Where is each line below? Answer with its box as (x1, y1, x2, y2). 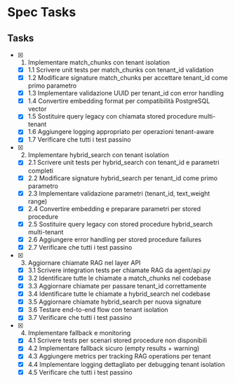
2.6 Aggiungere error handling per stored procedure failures (27, 235, 202, 243)
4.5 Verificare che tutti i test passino (27, 368, 133, 376)
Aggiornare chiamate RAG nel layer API (27, 258, 141, 267)
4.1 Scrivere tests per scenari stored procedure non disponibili (27, 336, 208, 344)
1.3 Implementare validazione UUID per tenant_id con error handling (27, 89, 224, 98)
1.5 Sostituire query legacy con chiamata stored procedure (27, 112, 198, 121)
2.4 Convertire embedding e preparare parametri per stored (27, 204, 201, 213)
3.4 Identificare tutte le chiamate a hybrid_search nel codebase (27, 290, 210, 298)
